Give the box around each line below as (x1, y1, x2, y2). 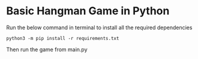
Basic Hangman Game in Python (6, 4, 170, 18)
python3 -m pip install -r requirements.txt (6, 35, 119, 41)
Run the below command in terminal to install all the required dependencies (6, 24, 193, 31)
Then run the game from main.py (6, 46, 88, 53)
